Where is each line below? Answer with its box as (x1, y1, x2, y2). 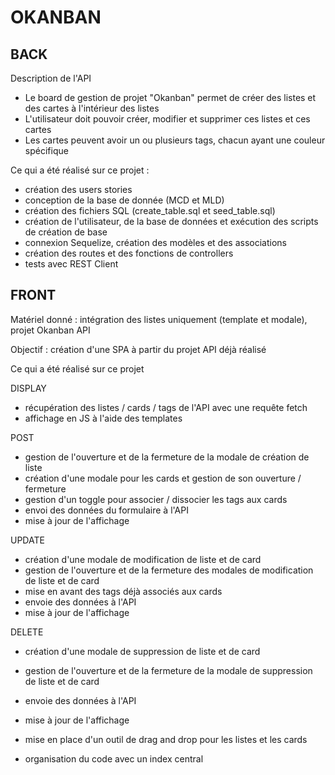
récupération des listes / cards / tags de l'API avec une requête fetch (24, 401, 308, 413)
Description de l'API (10, 72, 92, 84)
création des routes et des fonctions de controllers (24, 247, 234, 259)
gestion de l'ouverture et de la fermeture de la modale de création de (24, 451, 310, 463)
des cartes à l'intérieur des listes (24, 102, 160, 114)
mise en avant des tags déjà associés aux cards (24, 585, 223, 597)
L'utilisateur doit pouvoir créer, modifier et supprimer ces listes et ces (24, 113, 311, 125)
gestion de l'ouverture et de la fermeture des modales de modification (24, 564, 314, 576)
